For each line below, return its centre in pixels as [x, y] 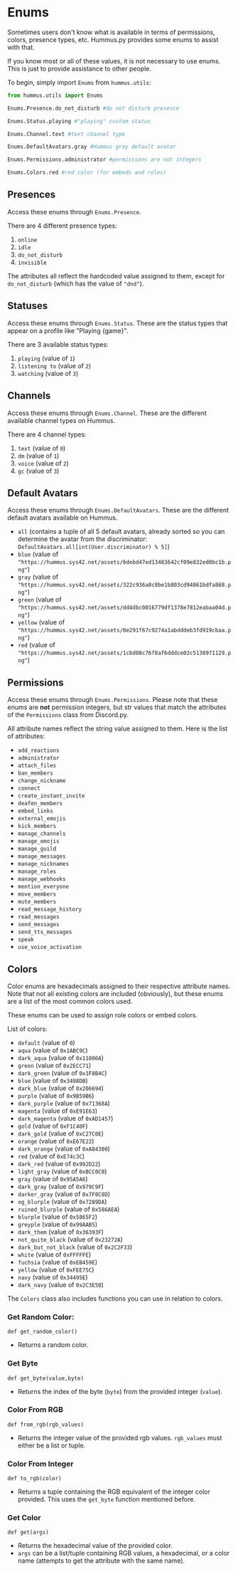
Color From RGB [36, 1410]
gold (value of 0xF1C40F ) [53, 1126]
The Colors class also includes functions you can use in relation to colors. [115, 1298]
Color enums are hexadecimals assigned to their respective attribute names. [119, 986]
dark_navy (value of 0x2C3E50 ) [61, 1284]
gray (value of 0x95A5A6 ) [53, 1178]
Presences [32, 195]
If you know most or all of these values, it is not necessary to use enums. [114, 61]
